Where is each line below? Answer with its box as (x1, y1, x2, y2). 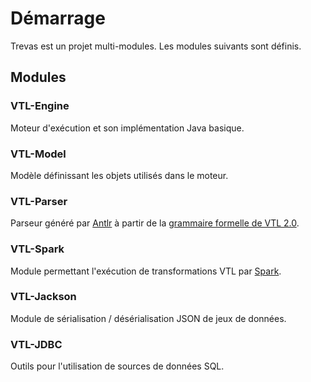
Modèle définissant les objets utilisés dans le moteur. (10, 169, 229, 181)
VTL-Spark (10, 242, 65, 256)
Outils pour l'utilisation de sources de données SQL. (10, 360, 225, 372)
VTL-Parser (10, 194, 68, 208)
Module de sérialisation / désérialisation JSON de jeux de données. (10, 312, 287, 324)
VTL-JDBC (10, 337, 63, 351)
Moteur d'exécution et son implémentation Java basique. (10, 122, 245, 134)
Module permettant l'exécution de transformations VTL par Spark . (10, 265, 282, 277)
